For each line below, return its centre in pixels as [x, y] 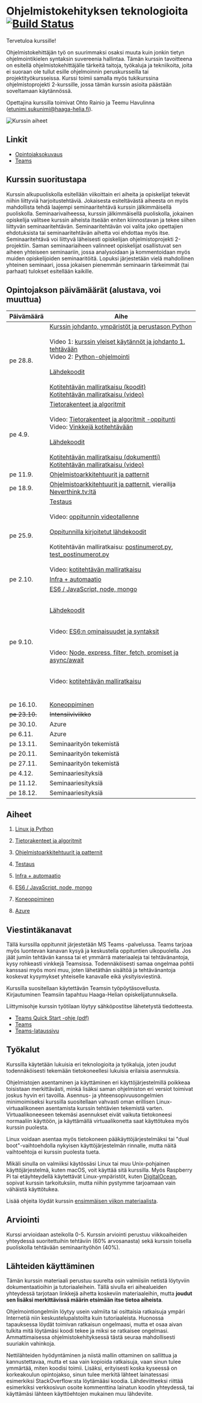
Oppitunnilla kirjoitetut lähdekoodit [98, 532]
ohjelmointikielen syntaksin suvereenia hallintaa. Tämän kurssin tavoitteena [99, 59]
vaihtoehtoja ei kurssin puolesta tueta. [53, 1152]
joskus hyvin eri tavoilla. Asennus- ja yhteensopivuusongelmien [85, 1095]
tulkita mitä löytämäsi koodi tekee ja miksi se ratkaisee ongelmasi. [87, 1331]
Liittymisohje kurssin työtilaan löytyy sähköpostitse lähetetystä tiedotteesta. [100, 1006]
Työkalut [23, 1050]
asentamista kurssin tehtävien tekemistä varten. [105, 1108]
